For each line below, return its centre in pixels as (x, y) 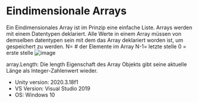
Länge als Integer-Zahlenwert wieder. (52, 70)
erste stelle (20, 52)
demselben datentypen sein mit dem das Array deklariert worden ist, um (95, 40)
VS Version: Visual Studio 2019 (52, 88)
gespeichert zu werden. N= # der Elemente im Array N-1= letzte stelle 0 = (96, 46)
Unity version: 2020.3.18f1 (46, 82)
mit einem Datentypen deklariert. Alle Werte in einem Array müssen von (94, 33)
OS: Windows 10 (35, 95)
